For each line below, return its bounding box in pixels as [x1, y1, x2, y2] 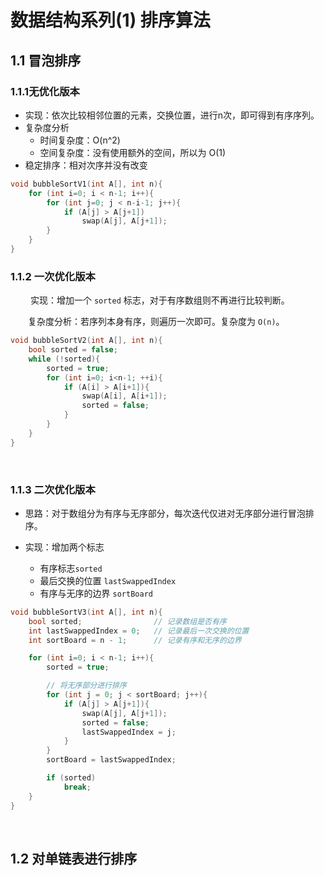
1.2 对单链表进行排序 [10, 850, 138, 867]
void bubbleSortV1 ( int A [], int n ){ [10, 179, 163, 189]
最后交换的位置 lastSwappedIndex [39, 574, 177, 586]
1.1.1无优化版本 [10, 84, 80, 98]
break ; [63, 782, 92, 792]
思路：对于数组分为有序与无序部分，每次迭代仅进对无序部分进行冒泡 [24, 507, 306, 519]
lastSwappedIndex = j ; [81, 727, 177, 737]
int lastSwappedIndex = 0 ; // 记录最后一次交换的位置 [28, 626, 250, 636]
